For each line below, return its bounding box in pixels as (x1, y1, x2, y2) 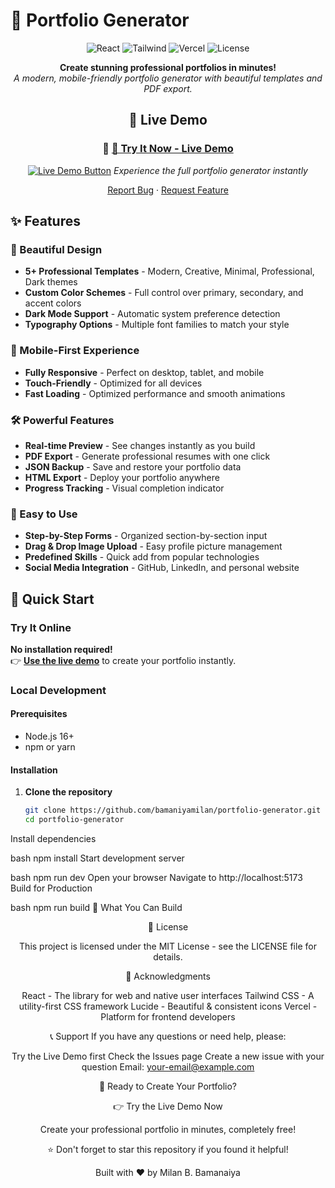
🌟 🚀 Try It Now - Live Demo (102, 142, 234, 156)
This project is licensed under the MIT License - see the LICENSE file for (19, 940, 317, 952)
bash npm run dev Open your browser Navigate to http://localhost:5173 (10, 871, 303, 883)
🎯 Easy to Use (10, 507, 78, 521)
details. (153, 950, 183, 963)
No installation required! (10, 643, 113, 655)
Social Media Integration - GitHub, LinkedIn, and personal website (24, 562, 300, 574)
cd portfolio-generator (24, 815, 125, 825)
